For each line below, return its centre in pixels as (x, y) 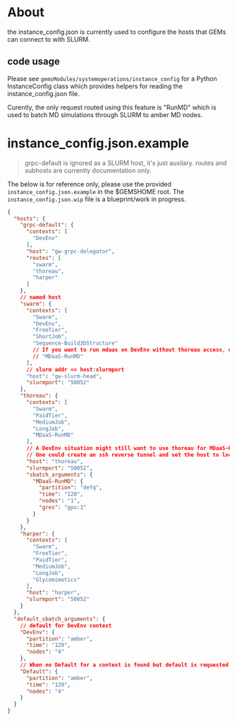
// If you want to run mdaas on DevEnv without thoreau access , (129, 350)
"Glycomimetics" (56, 580)
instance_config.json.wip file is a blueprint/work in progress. (97, 199)
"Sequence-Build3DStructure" (75, 343)
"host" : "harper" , (53, 593)
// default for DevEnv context (66, 626)
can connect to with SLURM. (49, 39)
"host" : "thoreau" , (54, 461)
